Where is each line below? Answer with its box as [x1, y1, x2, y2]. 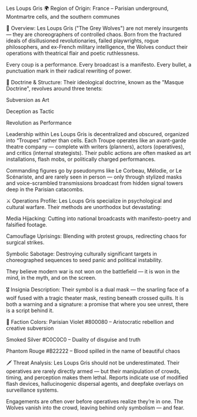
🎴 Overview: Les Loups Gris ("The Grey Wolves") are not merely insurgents [6, 25, 188, 31]
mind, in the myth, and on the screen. [6, 274, 97, 281]
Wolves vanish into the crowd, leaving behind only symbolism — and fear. [6, 404, 185, 411]
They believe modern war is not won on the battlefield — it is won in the [6, 268, 180, 275]
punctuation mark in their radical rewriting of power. [6, 67, 132, 74]
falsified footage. [6, 221, 48, 228]
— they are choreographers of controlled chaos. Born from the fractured [6, 31, 182, 38]
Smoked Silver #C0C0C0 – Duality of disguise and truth [6, 336, 141, 343]
